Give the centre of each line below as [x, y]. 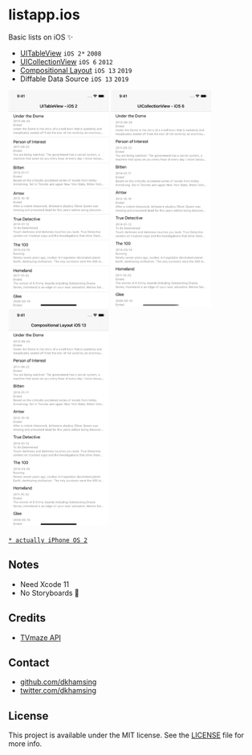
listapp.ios [44, 15]
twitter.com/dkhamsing [58, 691]
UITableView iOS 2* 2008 [61, 53]
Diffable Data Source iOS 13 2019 [74, 79]
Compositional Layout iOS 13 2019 [76, 70]
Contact [29, 662]
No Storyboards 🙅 [50, 593]
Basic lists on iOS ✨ [41, 37]
